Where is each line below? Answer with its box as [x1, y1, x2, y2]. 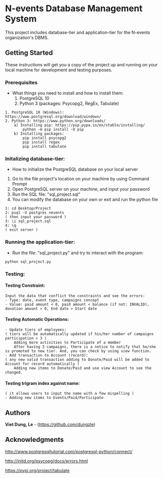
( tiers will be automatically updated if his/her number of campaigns [5, 331, 154, 337]
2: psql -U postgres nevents [5, 210, 64, 215]
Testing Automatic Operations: [5, 317, 69, 322]
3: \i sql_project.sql [5, 219, 51, 224]
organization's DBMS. [5, 35, 49, 40]
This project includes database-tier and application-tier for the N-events [5, 29, 150, 35]
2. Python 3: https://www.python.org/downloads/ [5, 119, 106, 123]
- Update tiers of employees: [5, 327, 67, 332]
